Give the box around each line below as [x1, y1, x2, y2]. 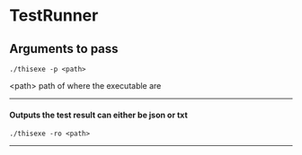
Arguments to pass [9, 41, 119, 56]
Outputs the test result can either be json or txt [9, 109, 189, 120]
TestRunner [9, 5, 99, 26]
